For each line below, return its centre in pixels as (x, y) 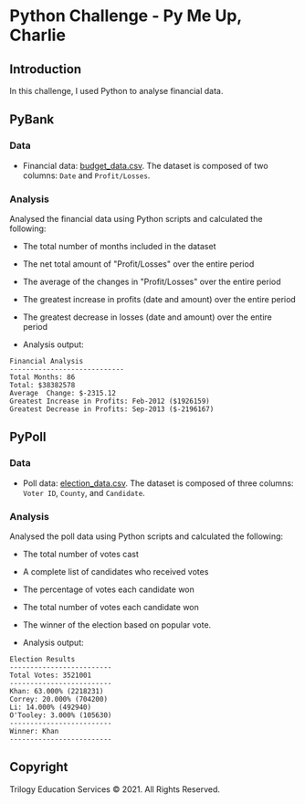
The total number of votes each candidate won (110, 607)
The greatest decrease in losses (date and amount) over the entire (147, 317)
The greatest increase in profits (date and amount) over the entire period (159, 299)
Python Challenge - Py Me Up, (126, 16)
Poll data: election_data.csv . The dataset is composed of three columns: (158, 483)
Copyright (39, 767)
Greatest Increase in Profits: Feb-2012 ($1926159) (110, 401)
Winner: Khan (34, 731)
